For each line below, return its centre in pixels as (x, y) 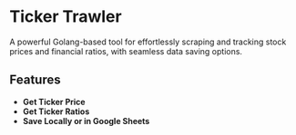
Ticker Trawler (66, 17)
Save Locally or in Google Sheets (86, 121)
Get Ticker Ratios (56, 111)
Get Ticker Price (54, 101)
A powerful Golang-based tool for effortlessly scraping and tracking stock (148, 42)
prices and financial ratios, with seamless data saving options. (126, 51)
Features (35, 80)
